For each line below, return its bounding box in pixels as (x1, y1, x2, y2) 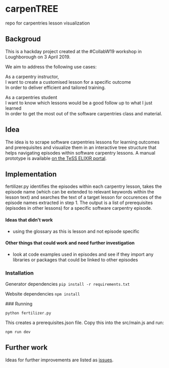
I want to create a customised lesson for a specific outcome (5, 79, 131, 85)
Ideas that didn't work (5, 216, 53, 223)
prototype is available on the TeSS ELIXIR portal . (5, 155, 107, 161)
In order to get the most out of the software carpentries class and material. (5, 110, 162, 116)
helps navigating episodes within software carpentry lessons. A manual (5, 150, 156, 156)
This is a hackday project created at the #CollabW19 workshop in (5, 48, 142, 54)
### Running (5, 301, 33, 307)
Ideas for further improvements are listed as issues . (5, 357, 114, 363)
